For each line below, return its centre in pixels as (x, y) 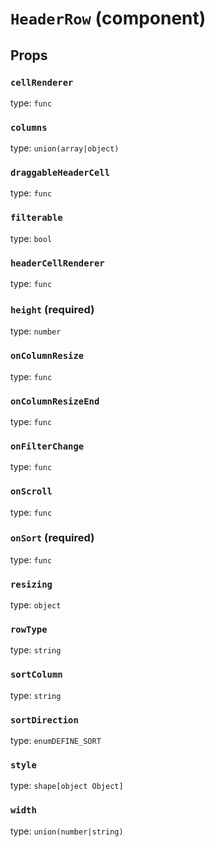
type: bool (31, 238)
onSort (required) (52, 538)
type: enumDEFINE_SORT (56, 741)
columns (29, 127)
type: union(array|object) (65, 148)
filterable (36, 218)
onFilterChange (47, 446)
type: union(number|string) (67, 831)
